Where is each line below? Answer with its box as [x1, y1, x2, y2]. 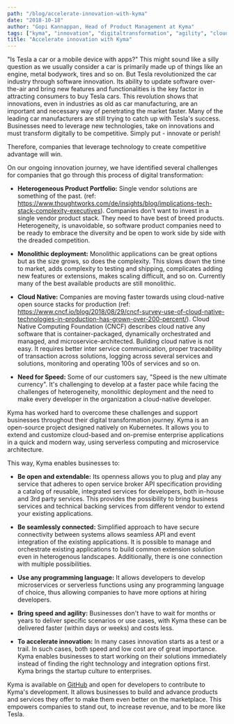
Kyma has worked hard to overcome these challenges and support [7, 409, 198, 417]
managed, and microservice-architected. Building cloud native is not [17, 337, 214, 345]
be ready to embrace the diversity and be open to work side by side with [17, 229, 226, 237]
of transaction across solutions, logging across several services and [17, 352, 213, 361]
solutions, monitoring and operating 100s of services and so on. [17, 359, 201, 368]
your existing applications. [17, 510, 93, 518]
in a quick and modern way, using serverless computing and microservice [7, 438, 219, 446]
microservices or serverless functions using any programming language [17, 581, 224, 589]
